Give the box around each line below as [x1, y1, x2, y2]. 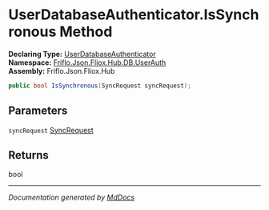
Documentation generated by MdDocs [8, 192, 134, 202]
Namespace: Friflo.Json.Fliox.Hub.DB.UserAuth [8, 58, 167, 67]
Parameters [8, 104, 68, 118]
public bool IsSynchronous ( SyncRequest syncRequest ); [8, 82, 192, 90]
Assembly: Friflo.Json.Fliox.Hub [8, 66, 115, 75]
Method [59, 22, 113, 41]
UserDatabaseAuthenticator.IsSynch [8, 6, 259, 24]
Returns [8, 148, 50, 162]
